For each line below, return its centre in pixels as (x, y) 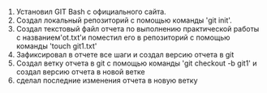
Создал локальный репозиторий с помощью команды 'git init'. (124, 20)
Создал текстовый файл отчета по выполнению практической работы (138, 29)
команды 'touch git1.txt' (56, 46)
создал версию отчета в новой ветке (80, 72)
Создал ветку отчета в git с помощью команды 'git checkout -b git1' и (136, 63)
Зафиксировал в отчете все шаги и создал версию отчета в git (125, 55)
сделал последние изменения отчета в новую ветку (107, 80)
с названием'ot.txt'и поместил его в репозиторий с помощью (123, 37)
